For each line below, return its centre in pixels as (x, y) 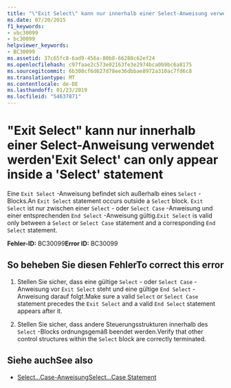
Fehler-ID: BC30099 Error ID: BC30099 (63, 243)
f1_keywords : (26, 26)
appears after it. (40, 311)
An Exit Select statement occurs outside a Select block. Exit (115, 201)
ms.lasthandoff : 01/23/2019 (47, 90)
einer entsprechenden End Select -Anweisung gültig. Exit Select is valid (110, 215)
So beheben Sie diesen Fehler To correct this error (115, 265)
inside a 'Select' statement (85, 174)
